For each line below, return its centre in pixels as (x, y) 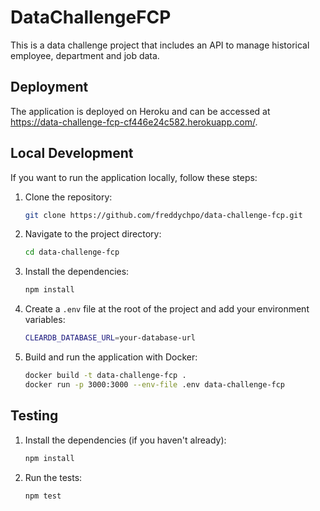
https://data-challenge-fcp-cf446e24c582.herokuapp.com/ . (134, 122)
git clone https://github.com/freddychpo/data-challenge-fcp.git (163, 215)
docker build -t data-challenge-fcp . (105, 376)
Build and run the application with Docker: (111, 357)
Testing (34, 416)
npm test (43, 496)
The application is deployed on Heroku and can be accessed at (140, 111)
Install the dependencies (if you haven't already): (125, 440)
